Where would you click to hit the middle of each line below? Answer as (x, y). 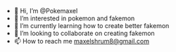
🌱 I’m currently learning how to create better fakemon (92, 26)
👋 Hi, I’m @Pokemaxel (46, 11)
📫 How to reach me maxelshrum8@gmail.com (82, 41)
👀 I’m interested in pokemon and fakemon (74, 18)
